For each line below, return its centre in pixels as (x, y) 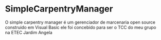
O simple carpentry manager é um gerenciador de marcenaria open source (80, 22)
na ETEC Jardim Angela (29, 32)
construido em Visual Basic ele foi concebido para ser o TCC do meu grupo (81, 27)
